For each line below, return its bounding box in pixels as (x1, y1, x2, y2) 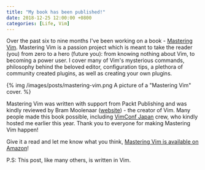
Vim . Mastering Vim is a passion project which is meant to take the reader (6, 44, 193, 51)
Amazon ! (6, 145, 29, 152)
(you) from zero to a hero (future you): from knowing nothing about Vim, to (6, 50, 195, 58)
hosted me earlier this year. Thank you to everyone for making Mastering (6, 120, 191, 127)
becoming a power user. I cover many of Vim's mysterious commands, (6, 56, 185, 64)
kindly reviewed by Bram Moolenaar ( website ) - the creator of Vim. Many (6, 107, 191, 114)
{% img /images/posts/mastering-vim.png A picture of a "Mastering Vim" (6, 82, 191, 89)
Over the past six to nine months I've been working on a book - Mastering (6, 37, 193, 45)
